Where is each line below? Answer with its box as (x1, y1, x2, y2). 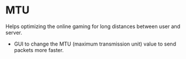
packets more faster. (13, 46, 64, 53)
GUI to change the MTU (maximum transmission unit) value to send (13, 40, 177, 47)
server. (5, 29, 23, 36)
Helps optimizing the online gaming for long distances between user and (5, 23, 181, 30)
